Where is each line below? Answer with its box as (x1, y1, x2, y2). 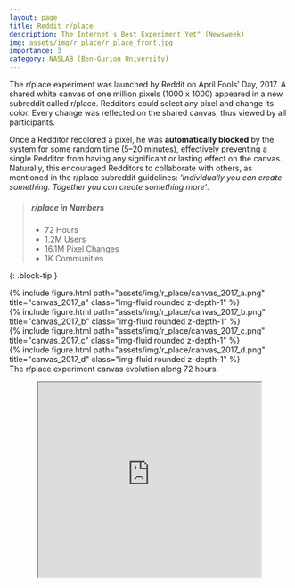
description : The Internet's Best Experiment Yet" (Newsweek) (9, 29, 245, 38)
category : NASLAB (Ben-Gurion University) (9, 54, 169, 63)
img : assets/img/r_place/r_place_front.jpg (9, 37, 174, 47)
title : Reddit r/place (9, 21, 94, 30)
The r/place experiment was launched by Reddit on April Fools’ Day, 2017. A (9, 79, 287, 89)
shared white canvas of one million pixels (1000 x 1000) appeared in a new (9, 88, 283, 99)
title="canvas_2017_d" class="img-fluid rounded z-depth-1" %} (9, 353, 241, 364)
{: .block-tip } (9, 269, 58, 281)
